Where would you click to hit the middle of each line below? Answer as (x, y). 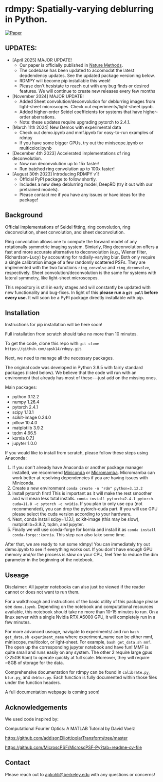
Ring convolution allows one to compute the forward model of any (71, 241)
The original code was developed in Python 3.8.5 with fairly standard (74, 368)
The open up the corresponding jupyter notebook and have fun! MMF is (77, 647)
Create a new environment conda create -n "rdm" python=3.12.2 (77, 488)
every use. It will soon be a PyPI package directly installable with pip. (75, 297)
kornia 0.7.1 (23, 438)
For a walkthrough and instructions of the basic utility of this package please (82, 602)
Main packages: (21, 387)
